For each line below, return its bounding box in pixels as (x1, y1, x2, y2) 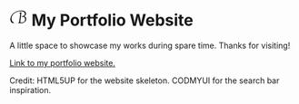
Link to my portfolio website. (9, 57, 116, 68)
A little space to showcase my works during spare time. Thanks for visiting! (9, 40, 291, 51)
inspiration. (9, 84, 52, 95)
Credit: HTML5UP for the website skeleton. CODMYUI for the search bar (9, 75, 280, 86)
